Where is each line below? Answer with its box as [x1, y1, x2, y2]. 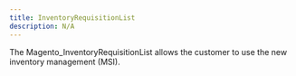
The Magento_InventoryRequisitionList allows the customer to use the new [9, 46, 288, 57]
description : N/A [9, 22, 75, 31]
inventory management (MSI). [9, 56, 120, 67]
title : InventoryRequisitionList [9, 13, 136, 23]
